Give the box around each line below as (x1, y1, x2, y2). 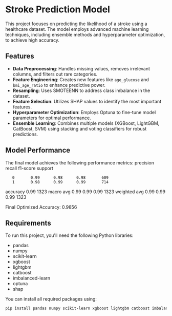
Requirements (5, 218, 51, 227)
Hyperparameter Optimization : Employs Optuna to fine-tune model (12, 109, 156, 115)
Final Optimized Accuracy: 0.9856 (5, 204, 77, 210)
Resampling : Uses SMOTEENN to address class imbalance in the (12, 87, 150, 94)
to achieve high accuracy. (5, 37, 60, 43)
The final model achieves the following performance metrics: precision (5, 159, 155, 165)
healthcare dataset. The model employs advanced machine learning (5, 26, 149, 32)
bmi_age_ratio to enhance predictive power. (12, 82, 106, 88)
